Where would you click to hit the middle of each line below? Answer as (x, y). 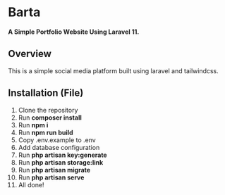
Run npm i (33, 125)
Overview (30, 54)
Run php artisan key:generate (63, 155)
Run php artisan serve (51, 177)
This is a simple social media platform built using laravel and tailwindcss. (114, 70)
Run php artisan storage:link (61, 162)
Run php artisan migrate (54, 170)
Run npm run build (45, 132)
